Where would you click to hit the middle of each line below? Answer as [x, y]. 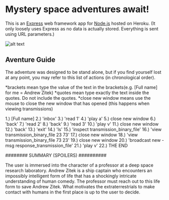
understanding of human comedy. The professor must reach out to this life [83, 181]
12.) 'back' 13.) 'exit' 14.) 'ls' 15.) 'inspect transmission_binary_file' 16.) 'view [83, 129]
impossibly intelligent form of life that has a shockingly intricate [71, 176]
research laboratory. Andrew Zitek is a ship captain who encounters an [79, 170]
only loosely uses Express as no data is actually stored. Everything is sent [82, 28]
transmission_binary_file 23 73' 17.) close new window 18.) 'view [72, 135]
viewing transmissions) [29, 109]
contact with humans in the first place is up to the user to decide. [73, 192]
